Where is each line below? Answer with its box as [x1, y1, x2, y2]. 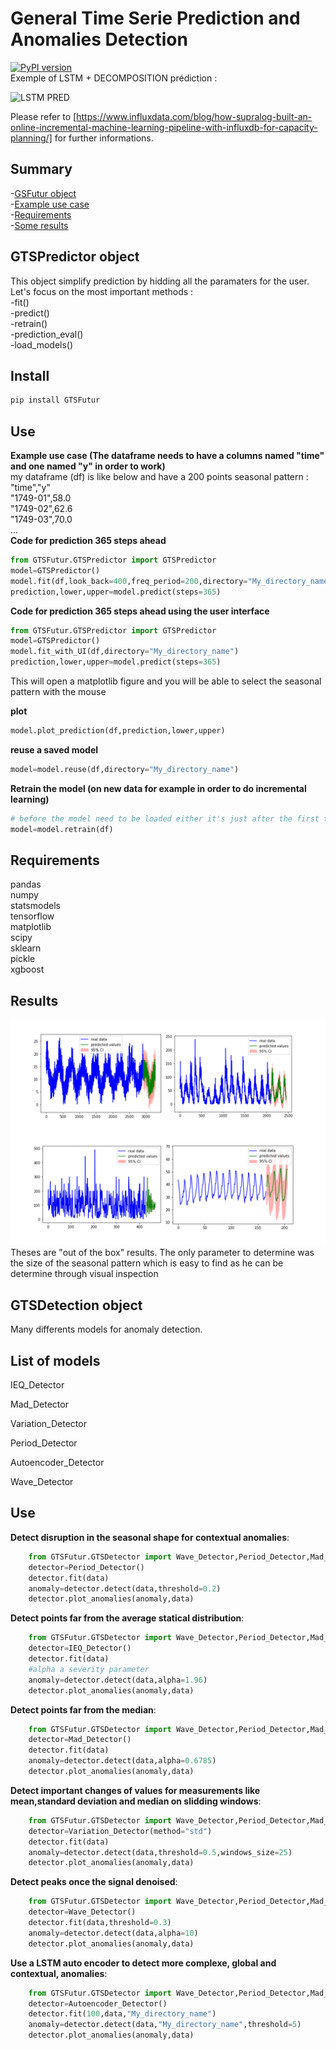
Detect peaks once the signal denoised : [10, 1876, 178, 1888]
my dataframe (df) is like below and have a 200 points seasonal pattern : [10, 471, 309, 483]
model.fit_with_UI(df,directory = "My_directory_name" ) [10, 647, 240, 657]
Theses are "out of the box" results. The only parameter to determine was [10, 1247, 315, 1259]
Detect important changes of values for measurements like [10, 1784, 261, 1796]
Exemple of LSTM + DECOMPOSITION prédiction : [10, 72, 218, 84]
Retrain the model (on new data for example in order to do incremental [10, 782, 307, 794]
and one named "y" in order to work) [10, 460, 166, 472]
